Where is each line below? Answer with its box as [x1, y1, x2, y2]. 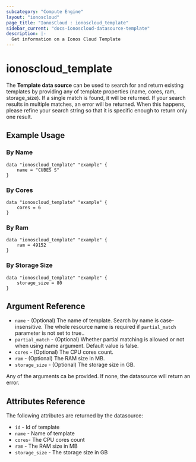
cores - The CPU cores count [14, 436, 85, 444]
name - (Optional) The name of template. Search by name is [14, 317, 159, 324]
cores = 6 [17, 205, 42, 210]
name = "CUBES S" [17, 167, 60, 173]
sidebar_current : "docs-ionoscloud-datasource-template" [6, 25, 150, 32]
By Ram [6, 224, 29, 232]
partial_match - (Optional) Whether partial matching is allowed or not [14, 336, 185, 343]
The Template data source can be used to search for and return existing [6, 81, 184, 89]
